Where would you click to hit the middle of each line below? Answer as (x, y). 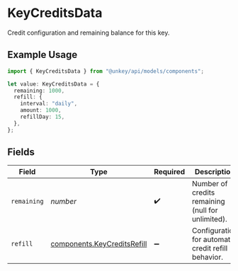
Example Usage (42, 55)
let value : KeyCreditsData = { (53, 84)
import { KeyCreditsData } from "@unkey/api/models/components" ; (106, 71)
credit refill (210, 248)
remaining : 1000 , (39, 91)
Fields (21, 152)
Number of (210, 184)
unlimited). (210, 219)
